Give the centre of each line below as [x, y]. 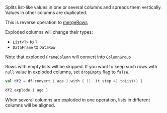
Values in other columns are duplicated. [46, 13]
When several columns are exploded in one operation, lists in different [78, 99]
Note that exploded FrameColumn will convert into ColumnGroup [68, 57]
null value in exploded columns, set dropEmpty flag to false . [67, 72]
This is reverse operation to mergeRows [47, 22]
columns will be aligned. [30, 105]
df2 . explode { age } [27, 90]
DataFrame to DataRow [34, 47]
